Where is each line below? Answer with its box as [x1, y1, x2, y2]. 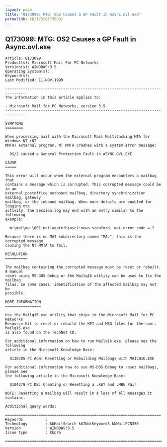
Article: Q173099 [5, 56, 41, 61]
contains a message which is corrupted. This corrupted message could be [5, 182, 162, 187]
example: [5, 217, 23, 222]
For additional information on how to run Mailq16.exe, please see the [5, 339, 157, 344]
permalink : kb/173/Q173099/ [5, 16, 64, 21]
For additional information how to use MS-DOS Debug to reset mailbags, [5, 365, 159, 370]
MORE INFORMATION [5, 299, 41, 305]
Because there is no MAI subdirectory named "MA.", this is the [5, 234, 141, 239]
